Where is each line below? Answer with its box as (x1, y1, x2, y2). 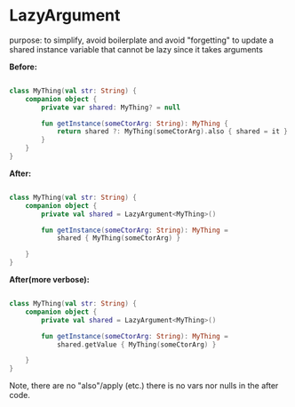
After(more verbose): (9, 275, 91, 285)
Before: (9, 61, 37, 72)
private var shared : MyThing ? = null (41, 103, 180, 112)
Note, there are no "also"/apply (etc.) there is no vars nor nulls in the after (9, 380, 279, 391)
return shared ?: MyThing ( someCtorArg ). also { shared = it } (56, 127, 289, 136)
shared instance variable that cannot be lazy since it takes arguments (9, 44, 264, 54)
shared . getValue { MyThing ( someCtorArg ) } (56, 339, 217, 349)
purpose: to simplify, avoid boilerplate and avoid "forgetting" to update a (9, 35, 274, 45)
